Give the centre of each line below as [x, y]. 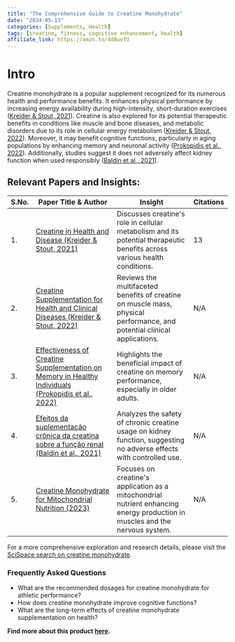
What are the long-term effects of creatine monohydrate [98, 610]
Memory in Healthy [67, 376]
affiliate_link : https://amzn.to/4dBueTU [69, 40]
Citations [209, 202]
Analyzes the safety [149, 414]
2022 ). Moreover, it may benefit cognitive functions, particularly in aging [112, 138]
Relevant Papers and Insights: [74, 182]
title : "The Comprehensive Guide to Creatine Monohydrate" [95, 14]
